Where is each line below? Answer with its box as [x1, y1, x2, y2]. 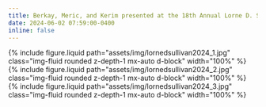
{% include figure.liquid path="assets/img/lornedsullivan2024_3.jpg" [8, 82, 233, 91]
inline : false [8, 26, 55, 34]
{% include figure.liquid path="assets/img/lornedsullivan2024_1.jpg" [8, 48, 231, 58]
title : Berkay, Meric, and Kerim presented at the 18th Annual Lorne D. [8, 11, 253, 20]
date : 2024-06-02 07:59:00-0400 [8, 19, 115, 27]
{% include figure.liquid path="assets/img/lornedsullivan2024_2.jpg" [8, 65, 233, 75]
